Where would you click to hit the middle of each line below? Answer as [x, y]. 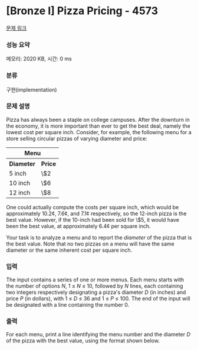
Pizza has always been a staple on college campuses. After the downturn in [98, 119]
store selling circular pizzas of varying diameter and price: [77, 138]
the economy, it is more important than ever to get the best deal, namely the [98, 126]
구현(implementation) [32, 89]
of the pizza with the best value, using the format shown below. [83, 341]
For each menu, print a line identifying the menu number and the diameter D [98, 335]
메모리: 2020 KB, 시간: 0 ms [39, 59]
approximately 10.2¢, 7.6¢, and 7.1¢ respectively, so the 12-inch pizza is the [96, 213]
